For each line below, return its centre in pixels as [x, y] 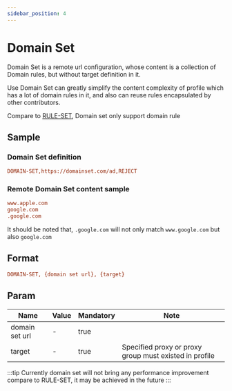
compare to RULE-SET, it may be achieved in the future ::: [89, 380]
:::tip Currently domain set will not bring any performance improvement [108, 372]
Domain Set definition [44, 157]
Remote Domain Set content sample [68, 189]
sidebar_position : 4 [37, 13]
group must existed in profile [168, 355]
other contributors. [34, 102]
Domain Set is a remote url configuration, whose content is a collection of [112, 67]
